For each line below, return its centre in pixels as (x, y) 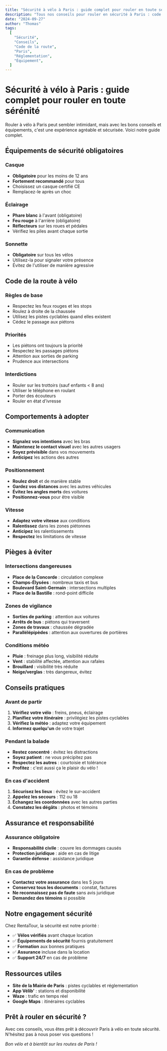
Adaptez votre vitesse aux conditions (51, 520)
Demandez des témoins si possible (49, 898)
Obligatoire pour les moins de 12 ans (50, 176)
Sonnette (17, 244)
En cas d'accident (27, 781)
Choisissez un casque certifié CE (46, 186)
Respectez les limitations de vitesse (49, 536)
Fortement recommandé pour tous (48, 181)
